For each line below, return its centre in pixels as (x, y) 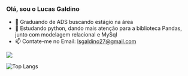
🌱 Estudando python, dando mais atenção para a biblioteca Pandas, (98, 28)
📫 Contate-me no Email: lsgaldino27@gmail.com (75, 41)
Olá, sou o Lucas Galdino (43, 9)
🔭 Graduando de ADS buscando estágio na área (74, 22)
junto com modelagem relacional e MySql (66, 35)
